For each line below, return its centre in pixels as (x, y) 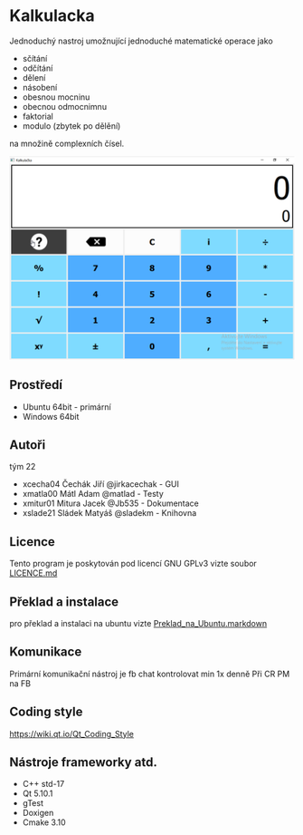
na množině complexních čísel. (67, 143)
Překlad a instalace (64, 602)
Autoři (28, 445)
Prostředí (36, 385)
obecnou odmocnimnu (64, 106)
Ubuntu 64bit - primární (66, 407)
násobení (40, 87)
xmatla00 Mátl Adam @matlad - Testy (93, 494)
